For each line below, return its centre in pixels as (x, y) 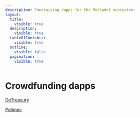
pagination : (22, 56)
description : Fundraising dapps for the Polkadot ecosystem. (71, 10)
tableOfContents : (28, 38)
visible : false (30, 52)
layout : (13, 15)
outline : (19, 47)
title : (17, 19)
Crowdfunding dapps (50, 86)
